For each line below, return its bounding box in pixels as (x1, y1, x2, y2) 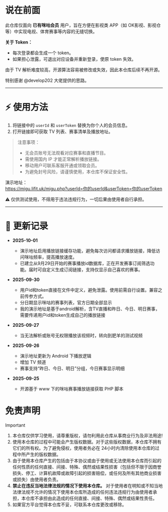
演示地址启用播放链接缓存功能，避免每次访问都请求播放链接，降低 (19, 247, 156, 253)
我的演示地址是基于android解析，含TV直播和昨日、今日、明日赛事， (19, 306, 160, 312)
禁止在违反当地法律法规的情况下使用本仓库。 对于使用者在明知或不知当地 (12, 482, 163, 488)
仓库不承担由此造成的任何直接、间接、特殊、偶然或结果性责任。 (25, 495, 157, 501)
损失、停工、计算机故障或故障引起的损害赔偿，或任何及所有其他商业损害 (12, 470, 161, 476)
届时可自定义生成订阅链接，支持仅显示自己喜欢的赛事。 (28, 267, 143, 273)
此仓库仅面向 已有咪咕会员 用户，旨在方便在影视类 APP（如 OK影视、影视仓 (5, 22, 161, 28)
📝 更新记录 (5, 220, 48, 232)
